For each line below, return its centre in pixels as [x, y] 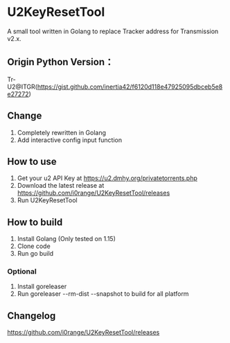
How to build [35, 222]
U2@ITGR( [23, 87]
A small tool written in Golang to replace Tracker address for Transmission [113, 31]
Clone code [34, 246]
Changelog [32, 316]
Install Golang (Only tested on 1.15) [67, 239]
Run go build [35, 254]
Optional [22, 272]
